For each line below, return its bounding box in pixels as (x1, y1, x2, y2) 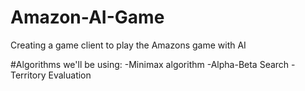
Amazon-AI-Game (10, 6, 165, 29)
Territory (10, 69, 47, 81)
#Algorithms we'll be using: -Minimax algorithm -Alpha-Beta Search (10, 58, 290, 70)
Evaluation (48, 69, 92, 81)
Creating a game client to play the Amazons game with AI (10, 39, 247, 51)
